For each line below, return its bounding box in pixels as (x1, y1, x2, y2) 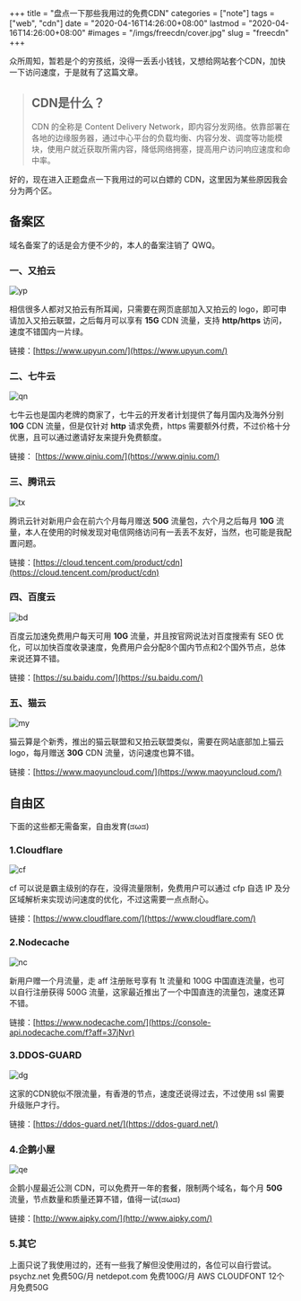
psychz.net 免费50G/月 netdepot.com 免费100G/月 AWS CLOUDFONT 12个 (9, 1270, 285, 1282)
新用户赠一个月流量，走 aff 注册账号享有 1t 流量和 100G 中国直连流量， (9, 975, 270, 986)
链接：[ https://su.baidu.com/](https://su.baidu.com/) (9, 672, 203, 683)
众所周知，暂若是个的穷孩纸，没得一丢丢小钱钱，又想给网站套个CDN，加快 (9, 56, 286, 66)
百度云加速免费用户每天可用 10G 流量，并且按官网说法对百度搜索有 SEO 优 (9, 630, 284, 641)
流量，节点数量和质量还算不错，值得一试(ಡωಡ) (9, 1194, 181, 1205)
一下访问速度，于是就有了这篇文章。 (9, 66, 143, 77)
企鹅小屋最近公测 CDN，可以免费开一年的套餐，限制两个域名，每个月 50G (9, 1182, 283, 1193)
